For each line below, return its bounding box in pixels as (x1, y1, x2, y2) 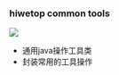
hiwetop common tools (9, 7, 111, 20)
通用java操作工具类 (21, 46, 92, 56)
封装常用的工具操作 (21, 56, 93, 67)
